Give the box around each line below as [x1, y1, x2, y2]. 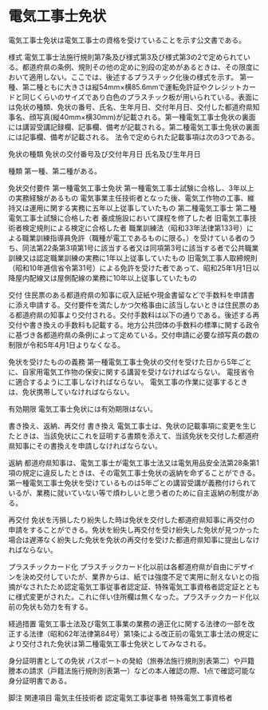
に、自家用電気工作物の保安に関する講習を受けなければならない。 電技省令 [8, 367, 255, 377]
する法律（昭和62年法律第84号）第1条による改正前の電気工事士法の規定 [14, 628, 253, 638]
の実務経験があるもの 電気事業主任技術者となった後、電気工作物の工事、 [8, 193, 248, 202]
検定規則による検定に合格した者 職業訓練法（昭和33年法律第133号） [22, 223, 247, 233]
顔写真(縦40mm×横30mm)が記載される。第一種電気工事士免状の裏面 [29, 112, 256, 122]
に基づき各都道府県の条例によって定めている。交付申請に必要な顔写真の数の [8, 329, 259, 340]
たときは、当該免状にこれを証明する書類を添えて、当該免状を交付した [8, 431, 238, 441]
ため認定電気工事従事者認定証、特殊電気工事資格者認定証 [49, 581, 239, 592]
